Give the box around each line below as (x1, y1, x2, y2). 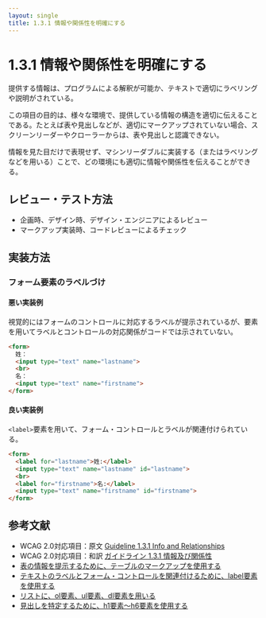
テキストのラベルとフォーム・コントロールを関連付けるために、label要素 (19, 571, 258, 581)
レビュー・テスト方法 (8, 192, 113, 206)
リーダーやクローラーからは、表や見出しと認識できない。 (35, 130, 224, 140)
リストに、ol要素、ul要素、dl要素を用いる (19, 591, 156, 601)
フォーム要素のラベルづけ (8, 276, 106, 287)
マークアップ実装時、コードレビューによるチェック (19, 225, 187, 235)
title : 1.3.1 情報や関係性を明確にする (8, 19, 125, 27)
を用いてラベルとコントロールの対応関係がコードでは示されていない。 (8, 327, 238, 336)
